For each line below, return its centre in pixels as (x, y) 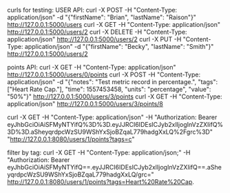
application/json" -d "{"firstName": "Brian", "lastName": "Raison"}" (102, 17)
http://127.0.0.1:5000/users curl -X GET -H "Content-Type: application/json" (114, 24)
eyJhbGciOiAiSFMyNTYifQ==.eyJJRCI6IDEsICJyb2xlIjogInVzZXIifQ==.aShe (114, 167)
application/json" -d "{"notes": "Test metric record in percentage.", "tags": (113, 82)
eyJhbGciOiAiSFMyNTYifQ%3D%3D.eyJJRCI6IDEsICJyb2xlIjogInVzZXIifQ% (115, 124)
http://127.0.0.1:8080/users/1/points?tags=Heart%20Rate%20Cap (100, 182)
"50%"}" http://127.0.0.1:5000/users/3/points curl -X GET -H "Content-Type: (115, 96)
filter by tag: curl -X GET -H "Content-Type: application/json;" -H (99, 152)
